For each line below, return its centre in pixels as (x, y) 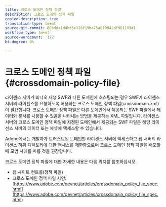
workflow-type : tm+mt (27, 33)
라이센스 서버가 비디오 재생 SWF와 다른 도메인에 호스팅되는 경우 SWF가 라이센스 (83, 97)
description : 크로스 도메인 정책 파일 (40, 14)
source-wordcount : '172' (31, 38)
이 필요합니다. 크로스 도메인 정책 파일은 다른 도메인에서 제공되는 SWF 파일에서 (80, 110)
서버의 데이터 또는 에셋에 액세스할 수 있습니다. (58, 128)
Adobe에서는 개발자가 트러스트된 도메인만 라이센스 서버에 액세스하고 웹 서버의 (81, 138)
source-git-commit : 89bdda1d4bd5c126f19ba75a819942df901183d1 (70, 28)
